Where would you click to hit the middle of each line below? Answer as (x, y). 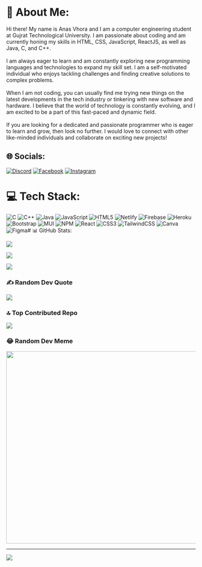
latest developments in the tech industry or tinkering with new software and (100, 99)
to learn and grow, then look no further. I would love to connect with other (97, 131)
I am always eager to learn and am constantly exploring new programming (98, 61)
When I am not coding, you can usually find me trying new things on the (95, 93)
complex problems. (30, 80)
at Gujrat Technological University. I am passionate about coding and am (96, 35)
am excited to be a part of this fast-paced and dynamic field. (81, 112)
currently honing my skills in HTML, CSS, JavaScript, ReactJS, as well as (96, 41)
